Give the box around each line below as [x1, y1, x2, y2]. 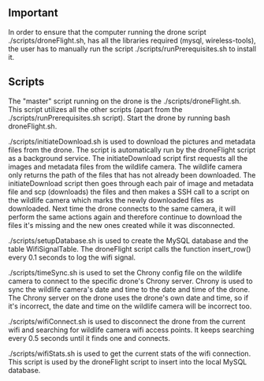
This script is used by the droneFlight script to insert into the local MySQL [8, 357, 247, 366]
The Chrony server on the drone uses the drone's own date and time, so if [8, 293, 249, 302]
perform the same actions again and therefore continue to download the [8, 212, 243, 222]
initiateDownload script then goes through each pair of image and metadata [8, 178, 254, 188]
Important [8, 6, 58, 20]
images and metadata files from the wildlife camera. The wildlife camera [8, 162, 243, 171]
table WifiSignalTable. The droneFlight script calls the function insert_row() [8, 244, 251, 253]
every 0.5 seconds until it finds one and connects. [8, 333, 171, 342]
